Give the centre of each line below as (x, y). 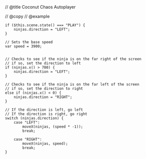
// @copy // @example (27, 16)
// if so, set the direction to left (43, 63)
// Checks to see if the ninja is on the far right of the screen (73, 59)
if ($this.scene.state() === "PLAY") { (45, 25)
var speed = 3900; (23, 46)
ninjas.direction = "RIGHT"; (43, 97)
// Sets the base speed (29, 42)
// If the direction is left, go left (44, 110)
